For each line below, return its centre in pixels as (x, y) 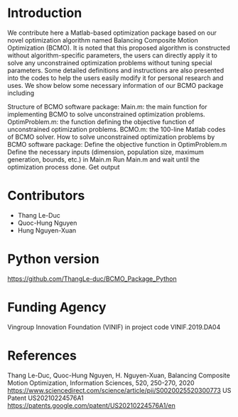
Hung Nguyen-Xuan (47, 230)
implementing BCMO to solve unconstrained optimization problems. (106, 114)
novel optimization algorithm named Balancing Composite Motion (103, 40)
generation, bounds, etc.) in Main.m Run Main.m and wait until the (104, 159)
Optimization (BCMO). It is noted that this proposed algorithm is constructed (119, 48)
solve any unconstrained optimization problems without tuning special (110, 62)
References (42, 355)
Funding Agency (57, 307)
